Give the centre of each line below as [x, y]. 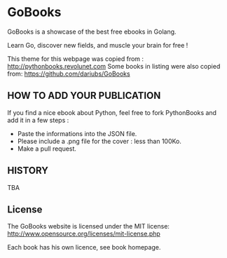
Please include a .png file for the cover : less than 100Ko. [99, 141]
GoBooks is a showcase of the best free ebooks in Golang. [92, 32]
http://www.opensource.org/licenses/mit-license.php [84, 234]
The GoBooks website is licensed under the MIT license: [89, 226]
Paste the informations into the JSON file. [77, 133]
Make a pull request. [47, 149]
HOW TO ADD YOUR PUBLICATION [84, 96]
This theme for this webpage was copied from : [76, 59]
